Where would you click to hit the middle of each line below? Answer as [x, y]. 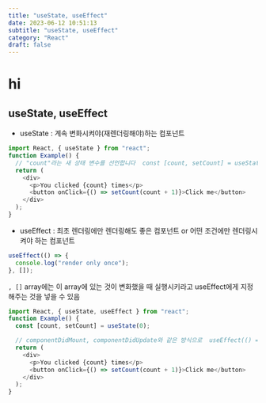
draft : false [30, 45]
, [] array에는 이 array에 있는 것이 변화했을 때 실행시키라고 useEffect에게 [123, 287]
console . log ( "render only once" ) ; [72, 263]
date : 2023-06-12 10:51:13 [53, 23]
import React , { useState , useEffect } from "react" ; [99, 311]
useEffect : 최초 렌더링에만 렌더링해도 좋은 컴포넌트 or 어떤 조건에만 [125, 230]
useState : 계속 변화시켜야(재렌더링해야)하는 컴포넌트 [102, 133]
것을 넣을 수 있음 [55, 296]
